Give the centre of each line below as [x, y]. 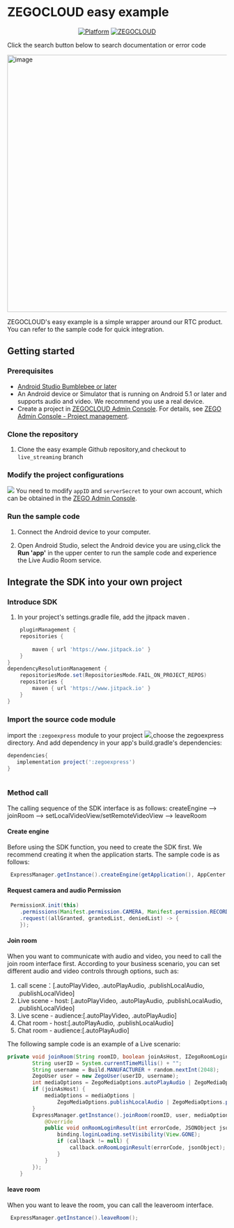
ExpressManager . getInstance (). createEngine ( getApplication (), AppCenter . [119, 875]
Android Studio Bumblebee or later [67, 386]
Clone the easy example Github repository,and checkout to [102, 449]
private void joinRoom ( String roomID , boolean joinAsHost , [95, 1057]
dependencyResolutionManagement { [57, 669]
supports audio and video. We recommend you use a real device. [111, 401]
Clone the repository [43, 434]
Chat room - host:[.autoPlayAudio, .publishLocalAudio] [95, 1023]
